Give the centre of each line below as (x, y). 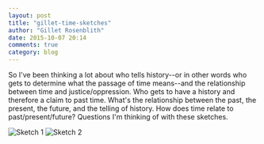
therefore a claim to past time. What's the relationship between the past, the (132, 100)
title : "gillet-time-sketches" (60, 23)
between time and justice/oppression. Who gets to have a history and (122, 91)
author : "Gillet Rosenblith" (56, 30)
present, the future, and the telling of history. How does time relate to (121, 108)
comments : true (33, 45)
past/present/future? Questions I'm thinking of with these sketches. (118, 117)
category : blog (33, 52)
